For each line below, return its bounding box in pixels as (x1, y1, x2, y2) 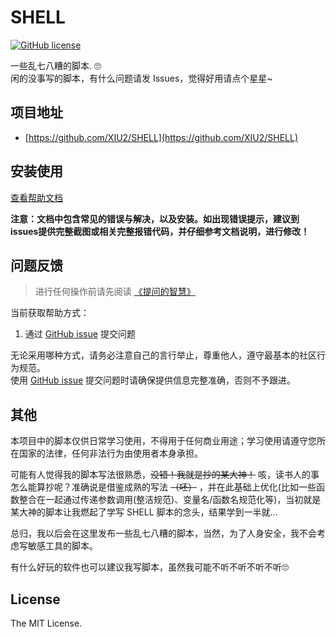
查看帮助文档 (10, 191, 63, 203)
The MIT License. (10, 617, 83, 629)
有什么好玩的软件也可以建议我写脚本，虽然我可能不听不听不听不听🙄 (10, 561, 289, 573)
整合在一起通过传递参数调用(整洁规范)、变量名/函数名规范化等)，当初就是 (18, 494, 322, 506)
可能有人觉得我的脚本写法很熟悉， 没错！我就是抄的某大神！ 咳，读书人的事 (10, 469, 320, 481)
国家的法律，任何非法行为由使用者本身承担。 (18, 447, 203, 460)
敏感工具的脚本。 (27, 540, 98, 552)
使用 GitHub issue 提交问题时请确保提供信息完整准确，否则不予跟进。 (10, 374, 297, 386)
